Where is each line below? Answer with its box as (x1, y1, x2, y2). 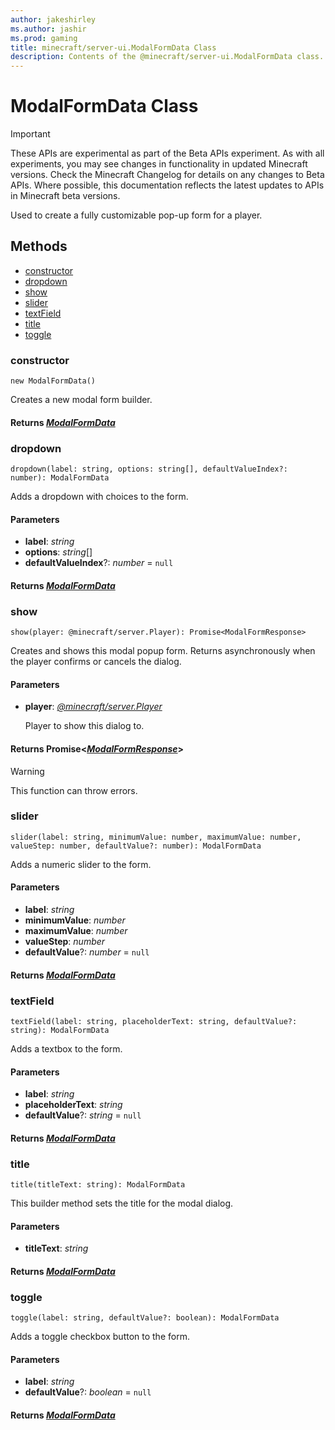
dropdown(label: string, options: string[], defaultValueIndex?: (10, 464, 288, 475)
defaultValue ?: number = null (24, 946, 150, 958)
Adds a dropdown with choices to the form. (10, 491, 189, 503)
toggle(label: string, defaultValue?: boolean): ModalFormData (10, 1313, 280, 1323)
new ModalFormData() (10, 376, 97, 386)
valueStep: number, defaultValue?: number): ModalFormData (10, 841, 262, 851)
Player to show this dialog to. (24, 720, 145, 732)
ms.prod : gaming (10, 33, 78, 43)
